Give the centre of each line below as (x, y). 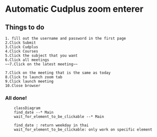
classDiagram (27, 108)
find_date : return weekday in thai (52, 125)
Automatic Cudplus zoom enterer (74, 9)
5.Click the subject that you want (41, 55)
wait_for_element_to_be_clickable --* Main (59, 117)
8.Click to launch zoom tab (34, 77)
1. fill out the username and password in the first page (65, 38)
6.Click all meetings (27, 60)
